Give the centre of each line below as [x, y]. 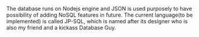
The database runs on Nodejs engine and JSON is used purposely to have [99, 9]
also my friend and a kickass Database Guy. [61, 27]
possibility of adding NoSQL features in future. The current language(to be [100, 15]
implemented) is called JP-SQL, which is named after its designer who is [97, 21]
